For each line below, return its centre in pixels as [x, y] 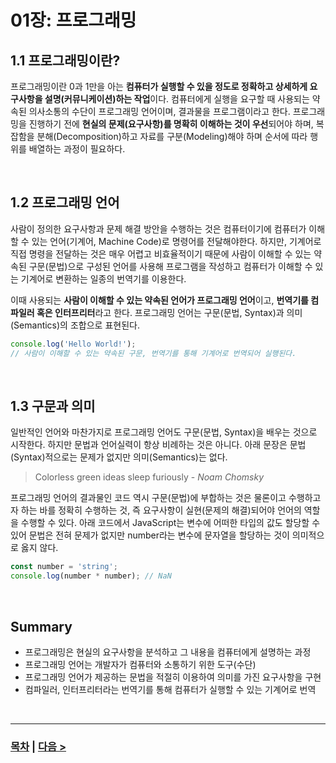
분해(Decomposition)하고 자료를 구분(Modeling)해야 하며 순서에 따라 [172, 136]
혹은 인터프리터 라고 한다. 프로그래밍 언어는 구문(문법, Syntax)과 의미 [169, 312]
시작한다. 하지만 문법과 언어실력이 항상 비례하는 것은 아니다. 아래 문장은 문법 [158, 445]
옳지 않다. [39, 548]
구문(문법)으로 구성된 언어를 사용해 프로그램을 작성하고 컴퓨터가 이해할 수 [170, 266]
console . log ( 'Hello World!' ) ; [73, 344]
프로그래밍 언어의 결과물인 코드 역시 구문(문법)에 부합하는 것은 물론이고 [148, 498]
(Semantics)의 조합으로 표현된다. [75, 325]
